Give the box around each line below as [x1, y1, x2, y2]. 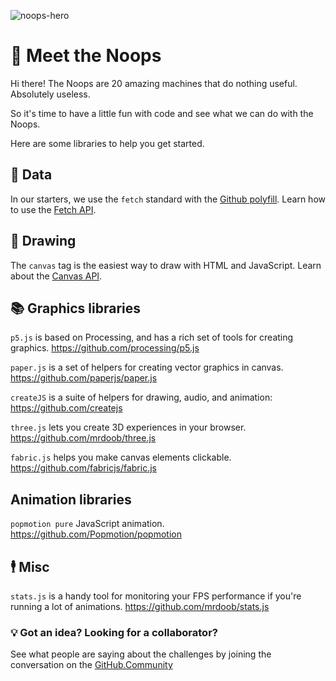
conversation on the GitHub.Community [10, 659, 173, 671]
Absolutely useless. [10, 88, 91, 100]
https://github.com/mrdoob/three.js [10, 432, 157, 444]
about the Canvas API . [10, 270, 103, 282]
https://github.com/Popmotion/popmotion [10, 528, 182, 540]
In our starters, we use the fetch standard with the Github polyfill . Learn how [10, 193, 326, 205]
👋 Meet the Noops [10, 45, 162, 67]
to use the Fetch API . [10, 203, 97, 215]
